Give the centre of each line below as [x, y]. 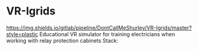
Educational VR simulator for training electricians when [107, 34]
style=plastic [22, 34]
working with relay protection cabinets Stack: [62, 40]
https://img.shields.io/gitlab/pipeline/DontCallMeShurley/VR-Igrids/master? [99, 28]
